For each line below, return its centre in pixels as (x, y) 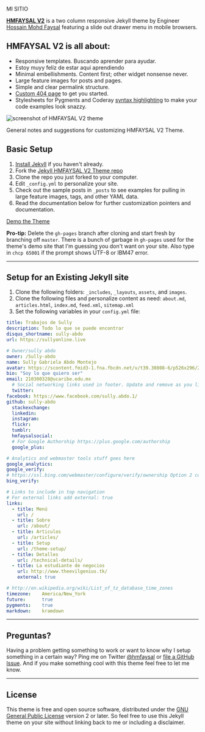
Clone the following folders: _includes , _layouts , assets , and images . (101, 292)
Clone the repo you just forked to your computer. (77, 177)
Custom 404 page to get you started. (62, 93)
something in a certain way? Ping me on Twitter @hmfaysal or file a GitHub (100, 657)
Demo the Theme (28, 221)
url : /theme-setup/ (42, 549)
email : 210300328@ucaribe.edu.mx (49, 379)
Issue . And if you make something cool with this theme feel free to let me (98, 663)
